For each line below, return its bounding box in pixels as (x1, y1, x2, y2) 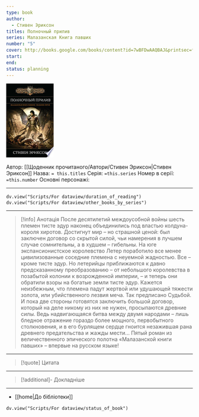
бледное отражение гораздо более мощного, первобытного (20, 317, 174, 324)
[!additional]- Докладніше (20, 376, 85, 383)
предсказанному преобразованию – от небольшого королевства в (20, 266, 191, 273)
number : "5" (6, 41, 36, 47)
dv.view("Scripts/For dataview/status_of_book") (6, 405, 129, 411)
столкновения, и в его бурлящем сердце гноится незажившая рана (20, 323, 192, 330)
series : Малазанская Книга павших (6, 34, 92, 41)
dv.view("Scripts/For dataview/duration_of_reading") (6, 194, 142, 200)
